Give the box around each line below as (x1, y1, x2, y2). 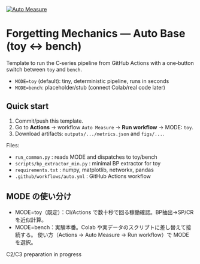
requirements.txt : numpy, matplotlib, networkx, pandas (14, 166, 154, 173)
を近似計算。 (14, 216, 47, 223)
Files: (6, 141, 20, 149)
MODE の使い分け (6, 191, 72, 201)
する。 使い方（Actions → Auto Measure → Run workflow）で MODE (20, 231, 190, 238)
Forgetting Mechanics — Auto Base (6, 27, 186, 40)
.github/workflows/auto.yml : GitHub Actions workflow (14, 172, 151, 180)
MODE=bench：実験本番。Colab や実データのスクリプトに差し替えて (14, 223, 186, 231)
